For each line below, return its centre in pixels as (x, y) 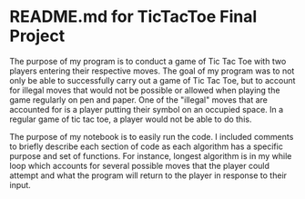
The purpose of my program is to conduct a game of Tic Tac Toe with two (148, 61)
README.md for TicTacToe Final (133, 17)
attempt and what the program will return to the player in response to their (148, 175)
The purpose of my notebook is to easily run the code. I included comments (152, 136)
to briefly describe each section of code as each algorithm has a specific (147, 146)
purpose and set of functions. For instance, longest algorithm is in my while (151, 155)
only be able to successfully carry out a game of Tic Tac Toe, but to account (152, 80)
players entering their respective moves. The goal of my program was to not (152, 71)
